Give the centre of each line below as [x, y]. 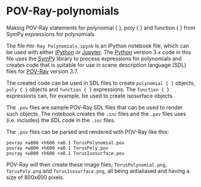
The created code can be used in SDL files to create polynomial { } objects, [101, 83]
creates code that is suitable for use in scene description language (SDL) [96, 65]
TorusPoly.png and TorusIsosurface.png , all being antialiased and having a [98, 171]
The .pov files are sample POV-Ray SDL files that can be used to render [94, 107]
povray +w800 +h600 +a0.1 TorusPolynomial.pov [65, 143]
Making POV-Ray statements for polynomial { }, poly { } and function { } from [101, 28]
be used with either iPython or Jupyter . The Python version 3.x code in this [99, 52]
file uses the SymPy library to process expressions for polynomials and [94, 58]
